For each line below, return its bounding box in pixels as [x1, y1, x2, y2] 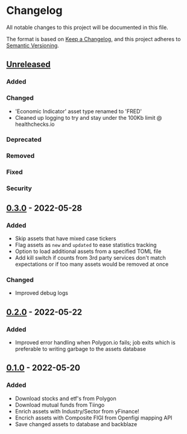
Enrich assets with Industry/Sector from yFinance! [14, 407, 140, 415]
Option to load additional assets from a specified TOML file [14, 248, 162, 255]
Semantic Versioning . [6, 42, 59, 49]
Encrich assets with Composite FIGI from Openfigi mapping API [14, 414, 173, 421]
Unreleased [6, 59, 51, 70]
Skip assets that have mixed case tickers [14, 234, 116, 242]
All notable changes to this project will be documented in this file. [6, 24, 169, 31]
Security [6, 184, 32, 192]
